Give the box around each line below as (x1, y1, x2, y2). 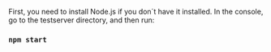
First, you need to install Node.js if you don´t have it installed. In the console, (8, 7, 264, 16)
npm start (8, 35, 47, 44)
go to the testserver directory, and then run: (8, 15, 155, 25)
